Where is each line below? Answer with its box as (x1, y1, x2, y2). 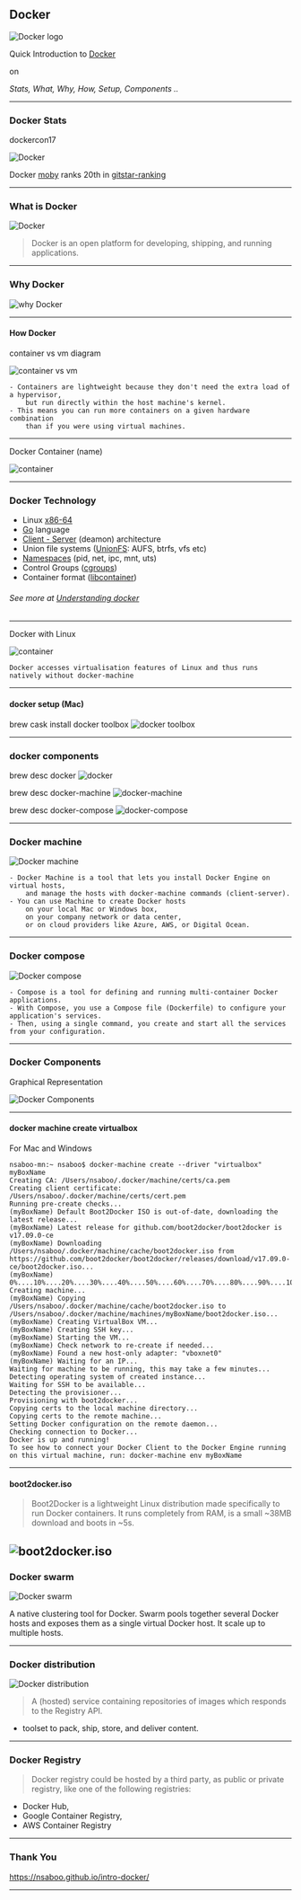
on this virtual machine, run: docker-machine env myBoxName (9, 1451, 243, 1460)
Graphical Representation (9, 1076, 103, 1087)
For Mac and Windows (9, 1143, 92, 1153)
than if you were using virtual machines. (25, 421, 186, 430)
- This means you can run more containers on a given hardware (9, 406, 251, 415)
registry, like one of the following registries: (30, 1783, 192, 1795)
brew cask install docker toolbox (9, 719, 129, 729)
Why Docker (9, 278, 64, 291)
